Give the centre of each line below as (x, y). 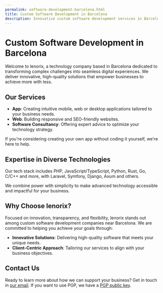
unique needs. (26, 242)
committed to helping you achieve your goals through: (59, 228)
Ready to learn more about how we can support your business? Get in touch (81, 280)
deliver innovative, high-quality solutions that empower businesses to (74, 77)
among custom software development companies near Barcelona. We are (78, 223)
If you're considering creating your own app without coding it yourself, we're (81, 139)
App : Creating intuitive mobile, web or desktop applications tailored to (82, 109)
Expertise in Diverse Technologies (58, 159)
